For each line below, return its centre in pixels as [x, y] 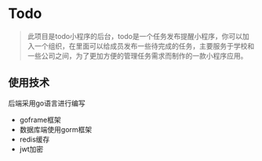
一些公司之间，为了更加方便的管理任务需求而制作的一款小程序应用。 [137, 55]
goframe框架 [40, 120]
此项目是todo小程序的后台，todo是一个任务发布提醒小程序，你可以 [135, 36]
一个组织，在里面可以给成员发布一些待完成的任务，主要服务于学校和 [144, 46]
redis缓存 [35, 139]
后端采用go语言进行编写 [47, 103]
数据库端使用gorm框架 [56, 129]
